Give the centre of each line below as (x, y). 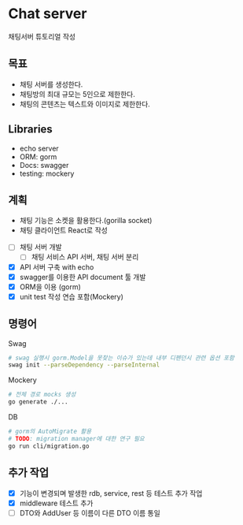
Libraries (30, 130)
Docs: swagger (44, 165)
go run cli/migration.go (49, 446)
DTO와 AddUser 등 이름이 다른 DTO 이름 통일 (90, 512)
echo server (39, 148)
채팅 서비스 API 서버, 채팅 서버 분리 (85, 257)
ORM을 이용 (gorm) (50, 287)
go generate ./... (38, 402)
